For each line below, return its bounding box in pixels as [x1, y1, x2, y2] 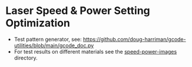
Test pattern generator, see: [14, 36, 82, 43]
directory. [14, 54, 38, 61]
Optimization [5, 16, 70, 30]
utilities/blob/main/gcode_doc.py [14, 42, 94, 49]
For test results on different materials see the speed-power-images [14, 48, 177, 55]
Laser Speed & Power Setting [5, 4, 151, 17]
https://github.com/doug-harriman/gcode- [82, 36, 186, 43]
